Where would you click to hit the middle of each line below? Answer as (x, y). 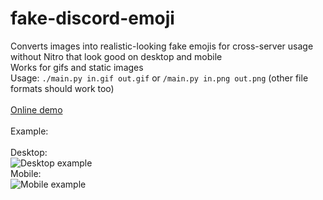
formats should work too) (62, 88)
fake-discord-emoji (92, 18)
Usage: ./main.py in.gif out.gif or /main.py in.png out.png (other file (159, 78)
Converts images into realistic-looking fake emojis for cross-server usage (162, 46)
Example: (29, 131)
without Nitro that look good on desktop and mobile (116, 56)
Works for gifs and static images (77, 67)
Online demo (36, 109)
